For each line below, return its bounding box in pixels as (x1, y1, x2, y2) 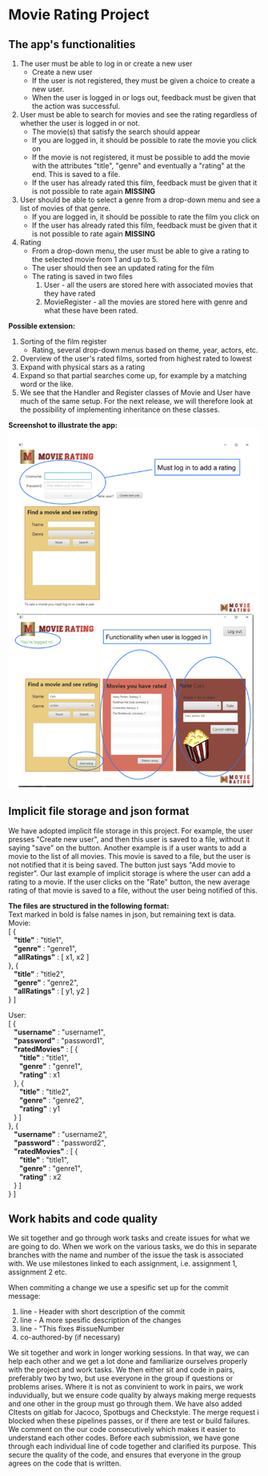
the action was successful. (31, 102, 121, 111)
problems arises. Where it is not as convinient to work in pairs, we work (8, 1382, 244, 1392)
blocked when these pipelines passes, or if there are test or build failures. (8, 1416, 250, 1426)
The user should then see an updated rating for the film (31, 263, 214, 272)
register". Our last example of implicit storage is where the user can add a (8, 868, 251, 878)
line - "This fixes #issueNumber (19, 1324, 125, 1333)
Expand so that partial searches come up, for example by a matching (19, 371, 247, 380)
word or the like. (19, 379, 74, 389)
